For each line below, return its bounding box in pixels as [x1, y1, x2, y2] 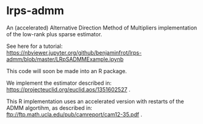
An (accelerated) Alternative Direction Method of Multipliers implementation [6, 24, 197, 31]
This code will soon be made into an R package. [6, 67, 127, 74]
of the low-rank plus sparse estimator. [6, 30, 103, 37]
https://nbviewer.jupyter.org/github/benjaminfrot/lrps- [6, 48, 142, 56]
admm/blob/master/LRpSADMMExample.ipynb [6, 55, 124, 63]
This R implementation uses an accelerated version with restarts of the [6, 98, 185, 105]
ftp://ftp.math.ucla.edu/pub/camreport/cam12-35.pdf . [6, 110, 142, 118]
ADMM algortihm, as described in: [6, 104, 93, 111]
